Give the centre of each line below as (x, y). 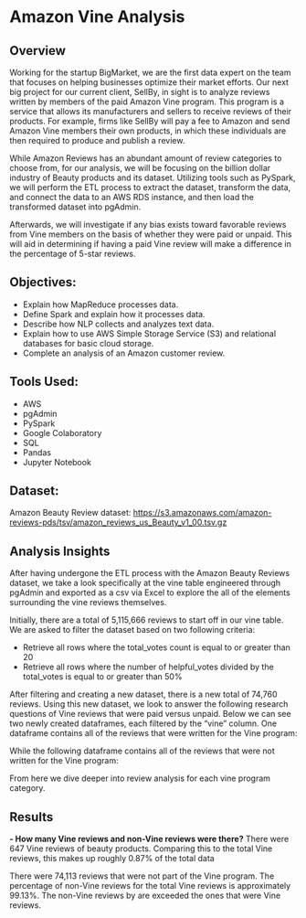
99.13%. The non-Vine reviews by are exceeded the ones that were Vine (145, 896)
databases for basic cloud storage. (88, 343)
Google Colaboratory (62, 432)
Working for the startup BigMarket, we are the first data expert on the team (150, 72)
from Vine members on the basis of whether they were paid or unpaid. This (151, 234)
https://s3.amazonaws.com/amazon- (202, 513)
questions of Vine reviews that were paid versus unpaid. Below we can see (150, 714)
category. (27, 788)
